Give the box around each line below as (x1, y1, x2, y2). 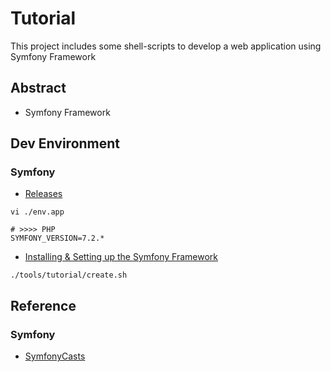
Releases (24, 188, 63, 200)
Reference (10, 297, 77, 314)
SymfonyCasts (24, 350, 86, 362)
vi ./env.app (10, 207, 65, 217)
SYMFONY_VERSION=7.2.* (10, 233, 105, 244)
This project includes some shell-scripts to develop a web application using (10, 40, 322, 52)
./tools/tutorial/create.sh (10, 270, 128, 281)
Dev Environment (10, 135, 121, 152)
